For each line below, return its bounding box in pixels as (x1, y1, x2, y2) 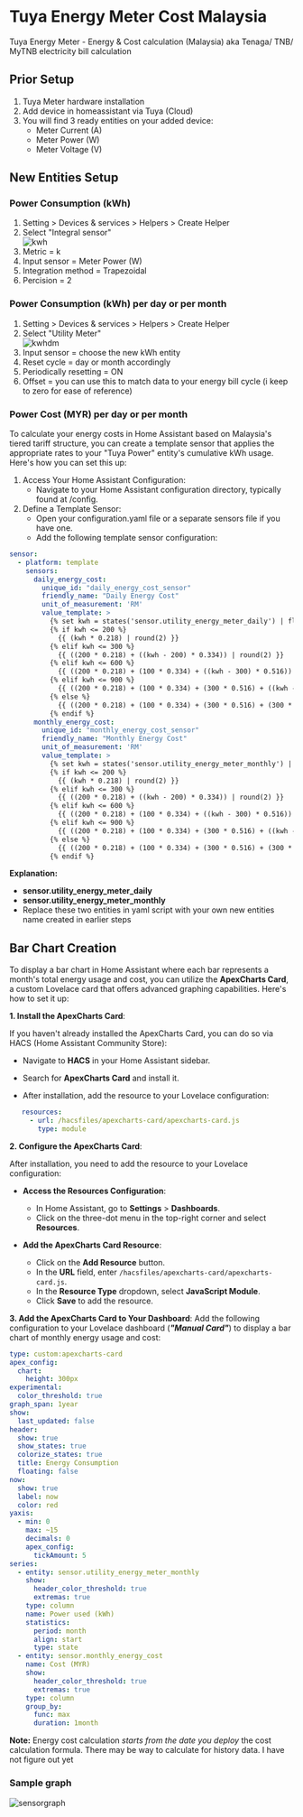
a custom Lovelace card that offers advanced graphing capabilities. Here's (9, 984, 287, 995)
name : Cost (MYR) (25, 1660, 91, 1669)
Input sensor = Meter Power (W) (22, 255, 142, 267)
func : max (32, 1710, 70, 1720)
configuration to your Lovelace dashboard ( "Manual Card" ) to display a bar (9, 1322, 291, 1333)
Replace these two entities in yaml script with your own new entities (22, 904, 275, 915)
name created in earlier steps (22, 914, 132, 925)
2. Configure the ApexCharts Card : (9, 1140, 142, 1152)
